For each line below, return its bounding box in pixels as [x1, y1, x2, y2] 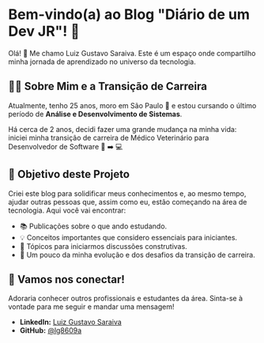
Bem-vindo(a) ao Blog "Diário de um [8, 6, 251, 24]
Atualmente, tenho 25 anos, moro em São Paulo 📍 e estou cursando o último [8, 100, 257, 110]
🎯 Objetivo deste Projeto [8, 168, 130, 181]
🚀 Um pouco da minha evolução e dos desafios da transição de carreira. [19, 250, 255, 259]
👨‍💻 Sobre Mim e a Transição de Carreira [8, 80, 208, 93]
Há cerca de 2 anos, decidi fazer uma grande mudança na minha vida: [8, 124, 237, 134]
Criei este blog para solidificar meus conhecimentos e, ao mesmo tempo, [8, 188, 247, 198]
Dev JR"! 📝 [8, 22, 81, 40]
